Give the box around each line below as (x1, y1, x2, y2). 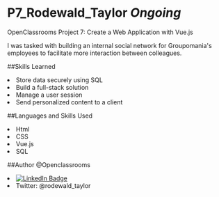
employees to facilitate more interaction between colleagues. (7, 49, 182, 57)
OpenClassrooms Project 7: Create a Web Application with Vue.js (7, 28, 193, 36)
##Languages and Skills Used (7, 111, 92, 120)
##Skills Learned (7, 62, 56, 70)
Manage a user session (16, 90, 83, 99)
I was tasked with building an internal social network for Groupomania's (7, 41, 212, 49)
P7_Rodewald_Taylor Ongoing (7, 5, 181, 21)
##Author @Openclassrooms (7, 160, 90, 168)
